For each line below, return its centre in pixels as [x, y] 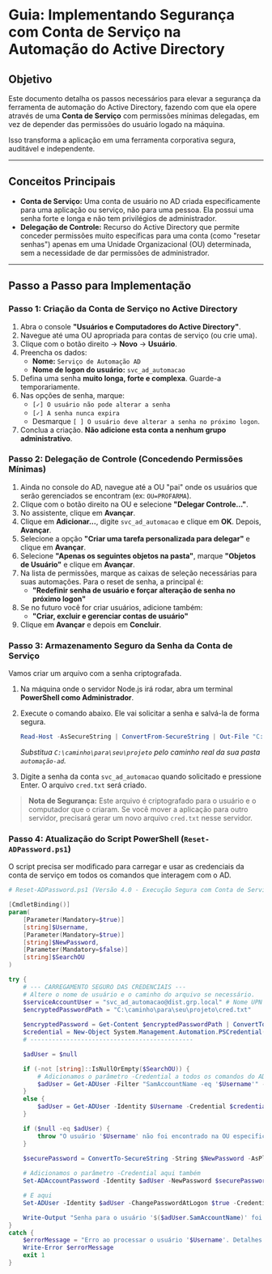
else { [34, 1099]
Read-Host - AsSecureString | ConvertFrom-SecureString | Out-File [134, 737]
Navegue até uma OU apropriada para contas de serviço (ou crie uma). [138, 335]
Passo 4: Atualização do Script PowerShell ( [96, 839]
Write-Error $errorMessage [68, 1248]
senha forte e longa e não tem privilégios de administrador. [118, 218]
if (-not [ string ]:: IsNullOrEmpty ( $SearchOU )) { [106, 1069]
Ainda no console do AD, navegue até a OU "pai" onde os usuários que [138, 486]
